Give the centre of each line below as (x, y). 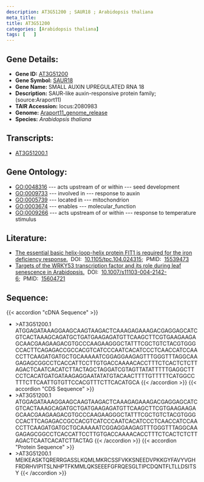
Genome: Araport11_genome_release (61, 113)
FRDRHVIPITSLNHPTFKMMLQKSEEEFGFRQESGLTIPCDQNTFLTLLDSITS (106, 467)
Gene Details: (32, 59)
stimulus (25, 219)
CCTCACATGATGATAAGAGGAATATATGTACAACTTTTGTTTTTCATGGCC (105, 376)
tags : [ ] (21, 35)
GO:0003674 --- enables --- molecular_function (75, 206)
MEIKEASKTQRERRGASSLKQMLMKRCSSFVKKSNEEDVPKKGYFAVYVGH (105, 460)
